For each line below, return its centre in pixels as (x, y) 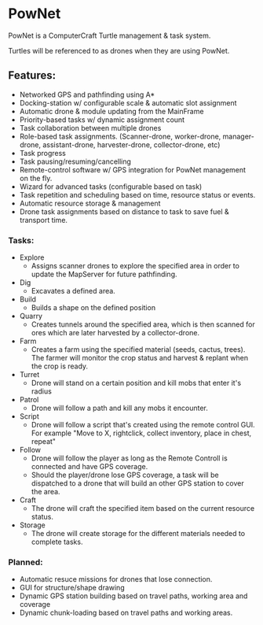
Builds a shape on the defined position (93, 308)
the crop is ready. (60, 366)
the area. (46, 492)
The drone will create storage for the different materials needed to (138, 534)
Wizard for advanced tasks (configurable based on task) (111, 187)
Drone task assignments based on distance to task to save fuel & (124, 211)
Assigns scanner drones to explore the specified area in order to (135, 266)
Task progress (43, 153)
